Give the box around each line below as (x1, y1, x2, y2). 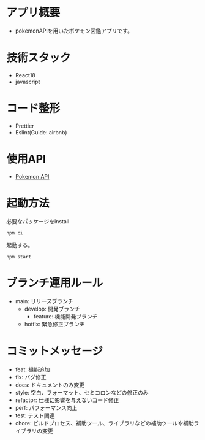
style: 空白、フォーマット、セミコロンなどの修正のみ (15, 388, 149, 396)
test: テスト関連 (15, 412, 55, 419)
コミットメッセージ (6, 344, 103, 358)
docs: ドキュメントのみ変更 (15, 381, 85, 388)
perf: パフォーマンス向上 (15, 404, 78, 411)
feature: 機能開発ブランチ (33, 312, 98, 320)
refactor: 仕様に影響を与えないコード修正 (15, 396, 119, 404)
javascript (15, 78, 40, 85)
